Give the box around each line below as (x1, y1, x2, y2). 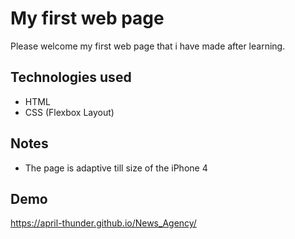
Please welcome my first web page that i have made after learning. (10, 40, 286, 52)
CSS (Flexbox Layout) (24, 106, 115, 118)
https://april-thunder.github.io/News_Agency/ (10, 217, 197, 229)
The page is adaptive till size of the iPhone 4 (24, 162, 208, 174)
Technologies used (10, 69, 132, 86)
